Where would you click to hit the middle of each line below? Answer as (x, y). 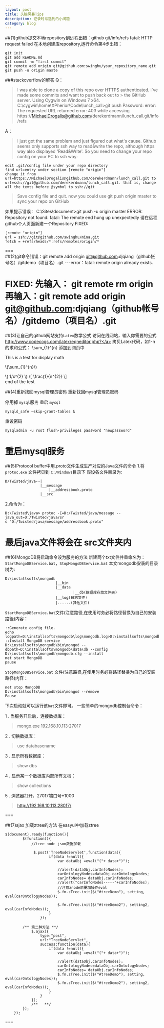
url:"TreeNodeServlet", (64, 940)
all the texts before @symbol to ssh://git (50, 187)
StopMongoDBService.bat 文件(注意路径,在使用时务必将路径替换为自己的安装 (80, 672)
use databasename (36, 746)
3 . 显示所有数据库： (25, 756)
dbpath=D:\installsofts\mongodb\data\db (47, 650)
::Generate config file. (30, 628)
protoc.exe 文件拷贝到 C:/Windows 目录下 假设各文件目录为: (64, 472)
